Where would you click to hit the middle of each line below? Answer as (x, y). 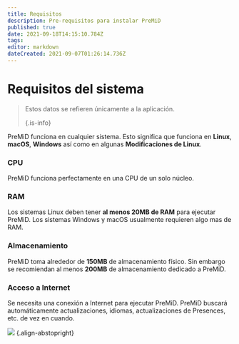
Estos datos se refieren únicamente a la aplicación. (100, 108)
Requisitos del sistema (76, 89)
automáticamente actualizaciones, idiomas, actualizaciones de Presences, (117, 310)
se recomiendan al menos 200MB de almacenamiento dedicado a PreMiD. (117, 269)
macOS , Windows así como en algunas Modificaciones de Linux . (105, 144)
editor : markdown (33, 47)
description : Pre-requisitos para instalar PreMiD (84, 21)
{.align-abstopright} (45, 333)
